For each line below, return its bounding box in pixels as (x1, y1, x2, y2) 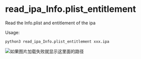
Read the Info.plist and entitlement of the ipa (5, 20, 95, 26)
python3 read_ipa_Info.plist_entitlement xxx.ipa (5, 39, 110, 44)
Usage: (5, 29, 20, 35)
